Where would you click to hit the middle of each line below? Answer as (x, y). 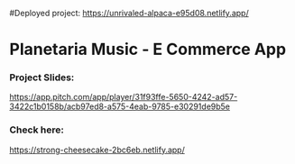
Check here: (37, 130)
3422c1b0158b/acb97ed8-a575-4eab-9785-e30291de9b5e (120, 106)
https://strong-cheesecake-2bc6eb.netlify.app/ (97, 150)
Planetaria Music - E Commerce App (148, 50)
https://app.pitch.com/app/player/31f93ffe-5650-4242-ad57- (124, 97)
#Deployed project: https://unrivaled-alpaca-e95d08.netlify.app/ (129, 13)
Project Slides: (42, 77)
